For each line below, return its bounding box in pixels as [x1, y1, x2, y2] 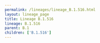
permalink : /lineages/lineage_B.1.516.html [4, 7, 96, 12]
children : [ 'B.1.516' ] [4, 30, 51, 35]
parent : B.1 [4, 26, 29, 31]
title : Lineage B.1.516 [4, 16, 54, 21]
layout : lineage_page [4, 12, 50, 17]
